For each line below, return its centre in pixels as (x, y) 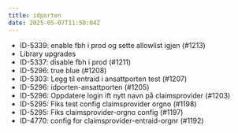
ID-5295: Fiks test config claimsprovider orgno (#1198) (108, 104)
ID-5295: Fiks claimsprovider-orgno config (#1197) (101, 112)
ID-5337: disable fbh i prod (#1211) (75, 62)
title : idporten (35, 15)
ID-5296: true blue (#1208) (63, 70)
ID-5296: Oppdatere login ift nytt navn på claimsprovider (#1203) (125, 95)
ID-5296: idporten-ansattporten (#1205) (84, 87)
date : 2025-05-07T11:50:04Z (54, 23)
